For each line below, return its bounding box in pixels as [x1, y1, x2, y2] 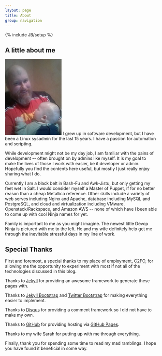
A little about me [5, 46, 56, 54]
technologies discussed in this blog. [5, 269, 77, 274]
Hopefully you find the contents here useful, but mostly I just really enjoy [5, 166, 150, 172]
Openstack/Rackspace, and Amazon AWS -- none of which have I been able [5, 206, 157, 212]
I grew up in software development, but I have [62, 131, 154, 136]
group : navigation [5, 18, 42, 23]
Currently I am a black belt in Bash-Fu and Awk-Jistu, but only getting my [5, 180, 151, 186]
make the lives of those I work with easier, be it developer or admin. [5, 161, 140, 167]
